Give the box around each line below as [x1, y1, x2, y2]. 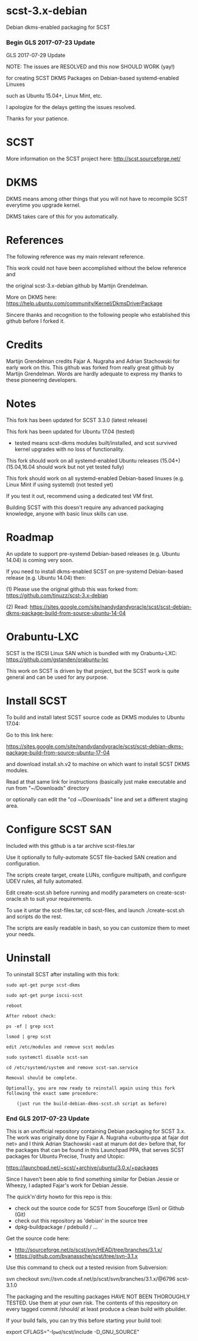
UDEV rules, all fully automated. [6, 877, 84, 884]
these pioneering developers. [6, 376, 78, 384]
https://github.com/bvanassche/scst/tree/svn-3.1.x [14, 1252, 138, 1259]
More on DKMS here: [6, 293, 57, 301]
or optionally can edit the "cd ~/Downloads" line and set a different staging [6, 795, 188, 802]
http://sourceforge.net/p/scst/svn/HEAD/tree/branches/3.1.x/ [14, 1246, 163, 1253]
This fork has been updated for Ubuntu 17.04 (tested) [6, 428, 135, 435]
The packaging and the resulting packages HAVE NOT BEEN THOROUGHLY [6, 1293, 190, 1300]
